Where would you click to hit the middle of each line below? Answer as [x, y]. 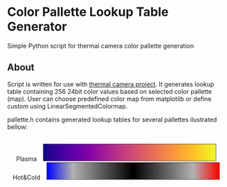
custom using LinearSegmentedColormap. [67, 106]
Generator [37, 27]
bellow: [18, 127]
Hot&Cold [27, 177]
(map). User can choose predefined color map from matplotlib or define [109, 99]
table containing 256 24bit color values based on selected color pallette [110, 91]
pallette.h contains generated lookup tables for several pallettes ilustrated [112, 119]
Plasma [27, 159]
